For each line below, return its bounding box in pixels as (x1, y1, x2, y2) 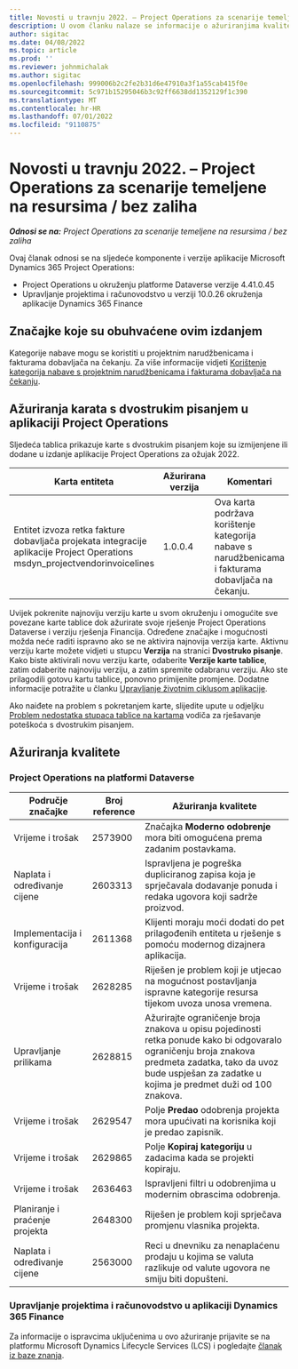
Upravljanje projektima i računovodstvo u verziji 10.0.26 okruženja (21, 288, 263, 299)
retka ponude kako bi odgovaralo (145, 1034, 282, 1046)
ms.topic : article (9, 46, 77, 55)
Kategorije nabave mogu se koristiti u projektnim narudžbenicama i (9, 348, 254, 358)
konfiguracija (13, 939, 68, 951)
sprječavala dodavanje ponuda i (145, 879, 278, 892)
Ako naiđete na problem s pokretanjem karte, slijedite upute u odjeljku (9, 700, 264, 711)
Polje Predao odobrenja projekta (145, 1104, 280, 1117)
